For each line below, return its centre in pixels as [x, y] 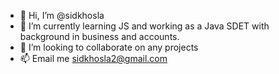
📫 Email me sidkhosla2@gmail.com [93, 58]
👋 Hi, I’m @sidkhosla [62, 15]
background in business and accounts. [99, 36]
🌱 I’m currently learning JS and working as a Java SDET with [144, 26]
